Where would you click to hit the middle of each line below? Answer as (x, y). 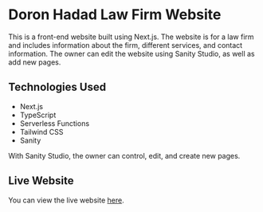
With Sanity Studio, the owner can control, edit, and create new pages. (124, 155)
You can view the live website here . (67, 200)
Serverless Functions (55, 123)
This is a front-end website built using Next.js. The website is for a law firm (131, 37)
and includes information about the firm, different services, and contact (126, 45)
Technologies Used (57, 87)
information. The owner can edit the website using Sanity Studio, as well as (131, 53)
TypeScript (38, 115)
